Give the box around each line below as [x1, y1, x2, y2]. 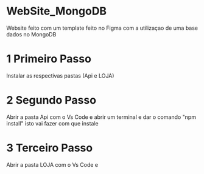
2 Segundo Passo [6, 93, 96, 107]
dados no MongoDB [6, 30, 57, 38]
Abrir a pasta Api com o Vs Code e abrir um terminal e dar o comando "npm [6, 113, 197, 121]
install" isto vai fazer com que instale [6, 119, 99, 127]
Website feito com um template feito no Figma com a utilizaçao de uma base [6, 24, 199, 32]
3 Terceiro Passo [6, 141, 93, 155]
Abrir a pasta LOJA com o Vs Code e [6, 161, 99, 168]
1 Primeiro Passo [6, 52, 91, 66]
